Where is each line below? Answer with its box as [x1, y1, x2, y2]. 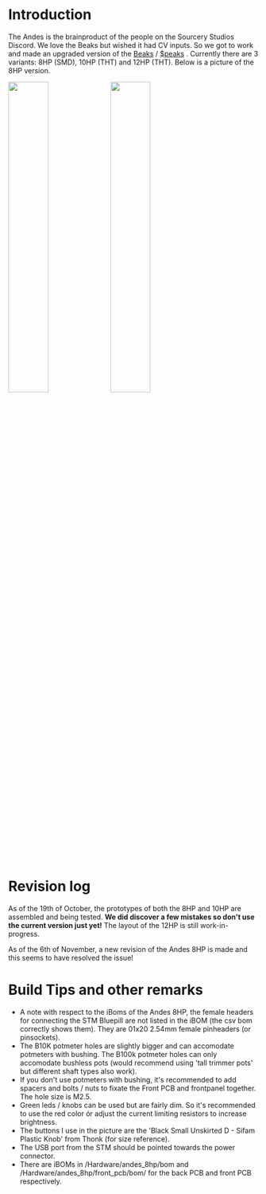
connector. [19, 1151, 56, 1161]
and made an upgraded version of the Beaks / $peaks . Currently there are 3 [8, 49, 259, 58]
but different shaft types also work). [19, 1066, 137, 1076]
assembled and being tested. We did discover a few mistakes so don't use [8, 912, 255, 922]
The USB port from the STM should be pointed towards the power [19, 1142, 236, 1152]
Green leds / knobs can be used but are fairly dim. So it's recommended [19, 1100, 256, 1110]
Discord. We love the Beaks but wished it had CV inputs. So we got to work [8, 40, 254, 49]
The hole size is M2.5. [19, 1091, 92, 1101]
